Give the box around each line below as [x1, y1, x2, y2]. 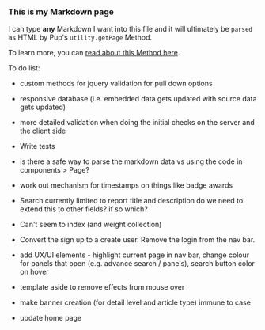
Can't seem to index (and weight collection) [19, 220, 162, 229]
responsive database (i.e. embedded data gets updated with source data [19, 94, 257, 104]
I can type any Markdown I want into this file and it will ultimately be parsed [8, 25, 253, 34]
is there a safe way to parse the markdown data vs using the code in [19, 157, 243, 166]
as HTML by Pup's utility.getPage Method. [8, 32, 153, 42]
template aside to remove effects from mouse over [19, 283, 185, 292]
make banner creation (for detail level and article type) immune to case [19, 298, 252, 307]
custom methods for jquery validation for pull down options [19, 78, 213, 89]
